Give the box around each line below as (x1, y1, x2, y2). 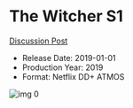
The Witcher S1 (9, 6, 124, 27)
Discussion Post (9, 35, 68, 46)
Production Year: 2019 (21, 62, 104, 73)
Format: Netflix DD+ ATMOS (21, 71, 125, 81)
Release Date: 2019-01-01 (21, 52, 117, 63)
